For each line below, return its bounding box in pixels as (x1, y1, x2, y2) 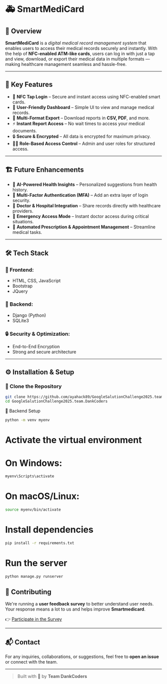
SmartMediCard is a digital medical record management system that (5, 40, 147, 46)
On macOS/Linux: (5, 491, 80, 502)
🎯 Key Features (5, 80, 53, 89)
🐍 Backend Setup (5, 408, 41, 414)
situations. (12, 218, 34, 224)
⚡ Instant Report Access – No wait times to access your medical (12, 120, 145, 126)
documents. (12, 127, 37, 133)
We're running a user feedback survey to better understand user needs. (5, 601, 154, 607)
